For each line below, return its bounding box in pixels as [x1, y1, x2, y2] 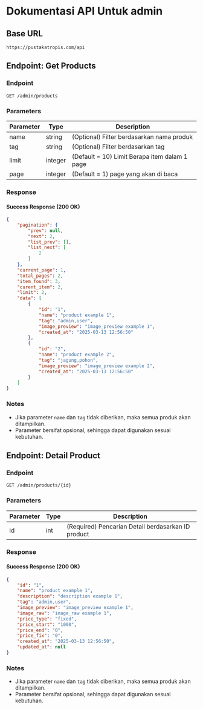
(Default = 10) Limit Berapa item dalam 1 [71, 152, 188, 161]
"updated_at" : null [17, 644, 66, 650]
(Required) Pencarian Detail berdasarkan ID [66, 522, 190, 531]
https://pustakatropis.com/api [6, 44, 85, 50]
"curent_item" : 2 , [17, 284, 63, 290]
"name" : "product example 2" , [38, 351, 115, 358]
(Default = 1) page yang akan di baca [71, 170, 178, 178]
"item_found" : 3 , [17, 278, 61, 284]
